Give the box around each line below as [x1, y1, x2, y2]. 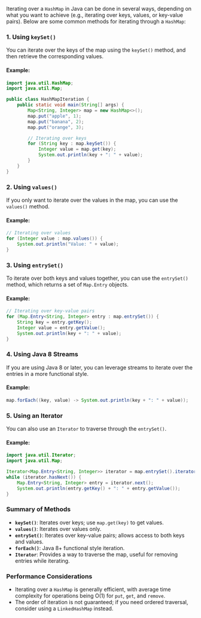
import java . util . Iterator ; [6, 452, 77, 458]
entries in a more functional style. [6, 370, 89, 377]
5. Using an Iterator [6, 411, 63, 420]
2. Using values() [6, 183, 58, 191]
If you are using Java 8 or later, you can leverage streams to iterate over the [6, 363, 193, 371]
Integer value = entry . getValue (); [17, 324, 106, 331]
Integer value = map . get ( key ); [38, 147, 117, 153]
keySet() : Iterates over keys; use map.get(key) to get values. [14, 519, 165, 526]
